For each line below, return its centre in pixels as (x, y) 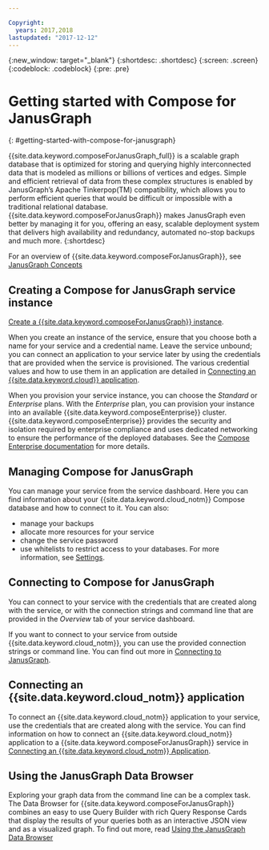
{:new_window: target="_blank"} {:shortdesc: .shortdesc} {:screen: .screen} (133, 60)
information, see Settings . (62, 557)
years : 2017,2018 (44, 30)
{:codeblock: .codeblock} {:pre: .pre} (69, 69)
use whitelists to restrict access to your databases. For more (120, 548)
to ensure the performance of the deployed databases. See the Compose (129, 438)
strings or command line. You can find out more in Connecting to (115, 651)
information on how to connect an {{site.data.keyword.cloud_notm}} (120, 734)
